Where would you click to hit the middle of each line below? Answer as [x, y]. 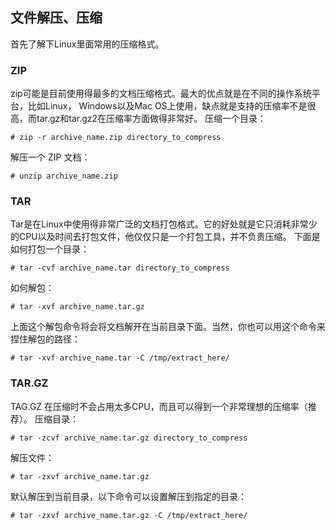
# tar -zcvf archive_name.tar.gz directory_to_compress [129, 438]
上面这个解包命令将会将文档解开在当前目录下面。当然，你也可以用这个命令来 [168, 327]
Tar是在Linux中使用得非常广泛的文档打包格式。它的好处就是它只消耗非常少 [164, 224]
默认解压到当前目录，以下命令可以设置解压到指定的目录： [128, 496]
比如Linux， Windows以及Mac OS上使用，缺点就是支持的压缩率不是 [167, 106]
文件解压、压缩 [56, 18]
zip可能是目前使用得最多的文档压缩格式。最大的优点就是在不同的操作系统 [161, 94]
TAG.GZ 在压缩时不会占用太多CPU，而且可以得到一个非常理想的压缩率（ [159, 406]
